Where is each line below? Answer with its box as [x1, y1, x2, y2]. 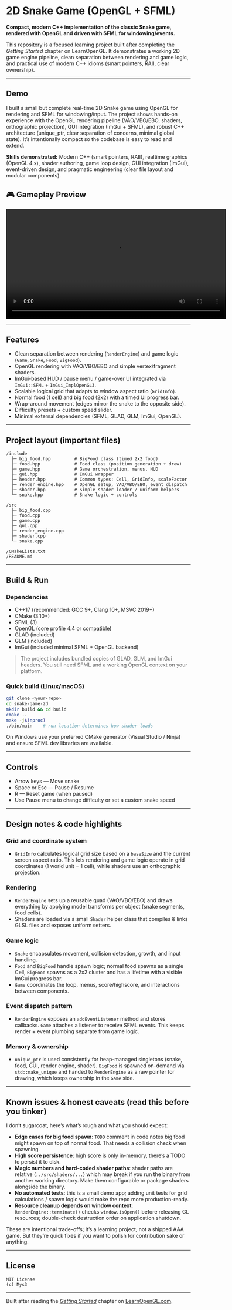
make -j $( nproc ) [6, 717, 46, 723]
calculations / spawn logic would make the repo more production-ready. [14, 1195, 189, 1202]
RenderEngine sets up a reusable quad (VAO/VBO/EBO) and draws [14, 897, 173, 904]
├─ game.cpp [11, 518, 41, 524]
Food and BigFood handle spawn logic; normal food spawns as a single [14, 962, 183, 969]
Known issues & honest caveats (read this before [6, 1097, 189, 1107]
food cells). [14, 909, 42, 916]
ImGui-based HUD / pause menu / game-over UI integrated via [14, 375, 166, 383]
